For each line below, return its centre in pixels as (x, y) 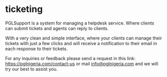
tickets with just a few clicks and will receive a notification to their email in (81, 43)
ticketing (24, 9)
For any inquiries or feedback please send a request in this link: (70, 58)
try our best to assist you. (31, 69)
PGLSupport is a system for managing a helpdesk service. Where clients (80, 23)
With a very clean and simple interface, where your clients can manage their (84, 38)
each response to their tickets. (36, 48)
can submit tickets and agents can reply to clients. (57, 28)
